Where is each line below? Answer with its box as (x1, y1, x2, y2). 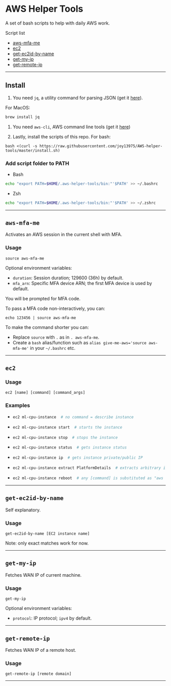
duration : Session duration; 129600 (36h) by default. (12, 274, 124, 281)
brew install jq (5, 114, 40, 120)
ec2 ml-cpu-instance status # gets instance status (12, 445, 127, 450)
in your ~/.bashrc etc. (30, 345, 75, 351)
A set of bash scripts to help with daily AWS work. (5, 20, 110, 26)
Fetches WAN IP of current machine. (5, 572, 82, 578)
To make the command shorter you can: (5, 324, 89, 330)
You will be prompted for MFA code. (5, 295, 81, 301)
